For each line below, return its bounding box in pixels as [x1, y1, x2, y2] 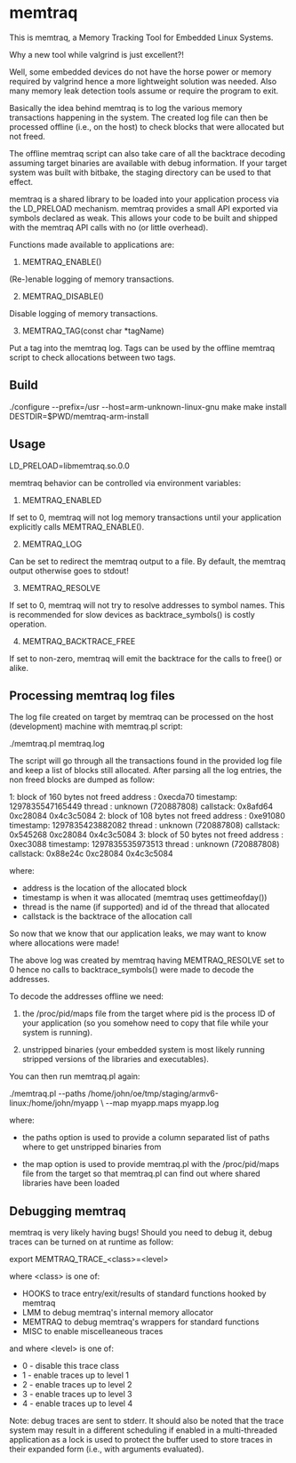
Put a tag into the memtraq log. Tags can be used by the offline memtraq [9, 342, 276, 353]
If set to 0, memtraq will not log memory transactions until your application [9, 512, 282, 523]
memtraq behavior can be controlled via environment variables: [9, 477, 242, 488]
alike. [9, 662, 29, 673]
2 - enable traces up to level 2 [21, 1379, 132, 1390]
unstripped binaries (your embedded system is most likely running [21, 1044, 265, 1055]
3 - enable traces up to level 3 [21, 1389, 132, 1400]
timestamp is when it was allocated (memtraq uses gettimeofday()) [21, 892, 268, 903]
